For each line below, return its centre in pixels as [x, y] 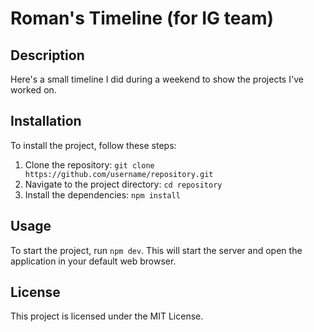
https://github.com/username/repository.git [119, 174]
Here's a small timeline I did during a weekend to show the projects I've [157, 79]
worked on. [33, 90]
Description [47, 55]
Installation [46, 121]
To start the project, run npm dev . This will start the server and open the [156, 250]
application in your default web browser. [93, 261]
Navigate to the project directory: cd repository [123, 184]
